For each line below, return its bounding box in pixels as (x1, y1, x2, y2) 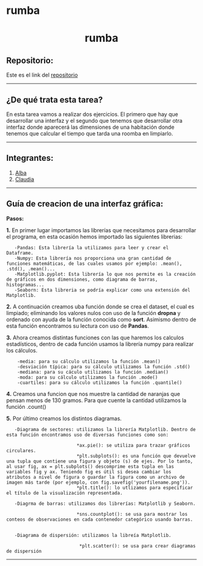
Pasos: (6, 215, 24, 222)
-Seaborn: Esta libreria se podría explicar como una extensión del (14, 287, 190, 293)
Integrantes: (6, 153, 54, 163)
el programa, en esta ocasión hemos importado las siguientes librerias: (6, 233, 183, 240)
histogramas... (6, 282, 45, 288)
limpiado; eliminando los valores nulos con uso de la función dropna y (6, 309, 181, 316)
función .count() (6, 403, 47, 410)
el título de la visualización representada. (6, 490, 123, 496)
